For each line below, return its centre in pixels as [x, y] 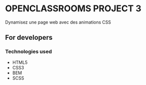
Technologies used [28, 52]
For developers [29, 38]
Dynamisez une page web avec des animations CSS [58, 22]
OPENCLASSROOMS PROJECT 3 [73, 9]
